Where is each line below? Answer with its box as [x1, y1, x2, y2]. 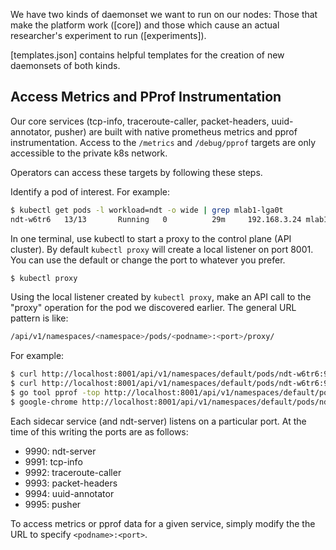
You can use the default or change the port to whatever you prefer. [10, 254, 286, 266]
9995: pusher [24, 498, 82, 510]
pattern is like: [10, 312, 69, 324]
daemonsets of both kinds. [10, 60, 121, 71]
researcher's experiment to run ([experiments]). [10, 30, 207, 41]
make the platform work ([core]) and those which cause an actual [10, 19, 280, 31]
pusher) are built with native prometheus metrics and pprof [54, 125, 298, 138]
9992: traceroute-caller [24, 466, 122, 478]
